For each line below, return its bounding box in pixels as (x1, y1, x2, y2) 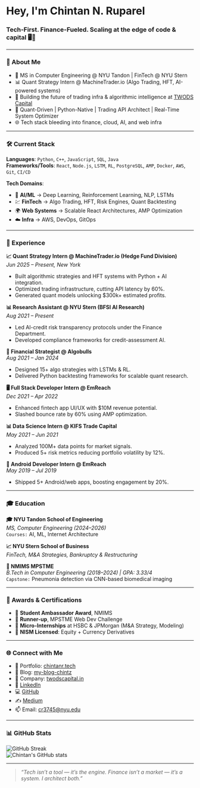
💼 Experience (6, 239, 46, 247)
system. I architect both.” (20, 774, 83, 782)
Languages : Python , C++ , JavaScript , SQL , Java (6, 156, 119, 163)
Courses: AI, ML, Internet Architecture (6, 530, 99, 537)
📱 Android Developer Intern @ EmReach (6, 461, 107, 468)
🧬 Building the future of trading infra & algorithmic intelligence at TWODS (14, 93, 194, 100)
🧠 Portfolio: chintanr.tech (14, 662, 76, 669)
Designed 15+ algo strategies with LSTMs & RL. (14, 366, 131, 373)
